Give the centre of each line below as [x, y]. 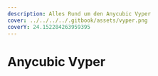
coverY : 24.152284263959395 [49, 27]
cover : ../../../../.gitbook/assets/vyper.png [78, 20]
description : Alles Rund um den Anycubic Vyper [79, 14]
